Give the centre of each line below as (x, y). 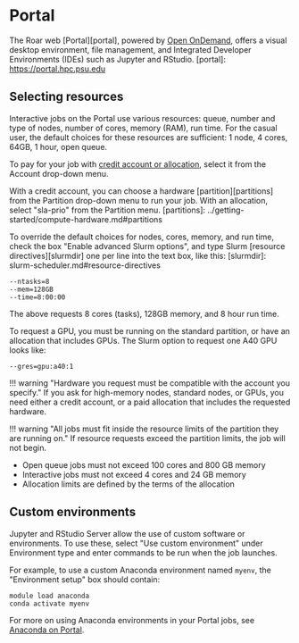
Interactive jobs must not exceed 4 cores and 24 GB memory (134, 474)
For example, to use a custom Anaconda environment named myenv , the (141, 570)
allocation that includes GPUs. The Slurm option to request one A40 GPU (143, 340)
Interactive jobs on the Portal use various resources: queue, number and (142, 118)
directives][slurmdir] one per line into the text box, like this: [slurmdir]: (137, 255)
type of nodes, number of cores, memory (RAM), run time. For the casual (144, 128)
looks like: (28, 350)
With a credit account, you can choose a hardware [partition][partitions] (141, 191)
